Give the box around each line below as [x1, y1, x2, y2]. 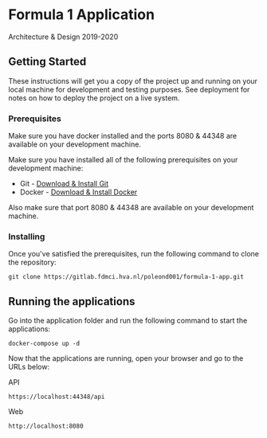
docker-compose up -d [8, 340, 80, 348]
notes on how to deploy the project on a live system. [8, 93, 180, 103]
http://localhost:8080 [8, 422, 84, 431]
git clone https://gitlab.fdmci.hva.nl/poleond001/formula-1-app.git [8, 273, 245, 281]
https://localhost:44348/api [8, 393, 105, 401]
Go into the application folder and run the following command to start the [8, 316, 248, 326]
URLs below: [8, 362, 50, 372]
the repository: [8, 257, 57, 268]
